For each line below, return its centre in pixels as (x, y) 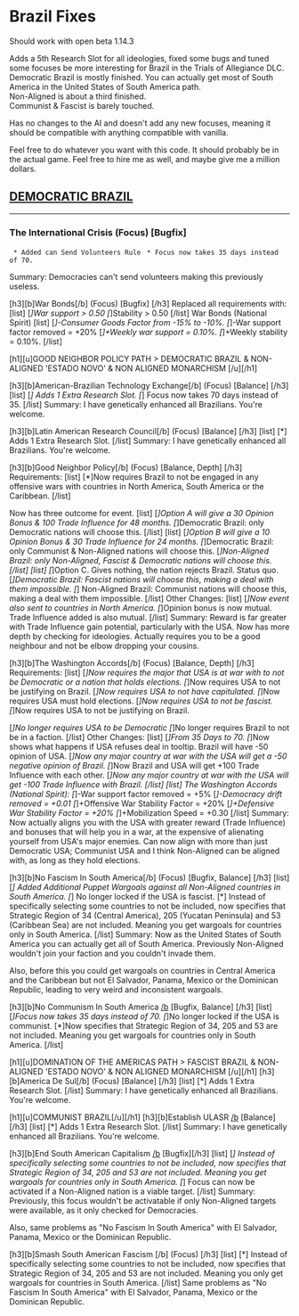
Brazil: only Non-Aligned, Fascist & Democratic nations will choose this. (141, 561)
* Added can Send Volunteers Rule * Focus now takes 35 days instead (145, 253)
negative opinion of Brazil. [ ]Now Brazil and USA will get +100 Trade (134, 766)
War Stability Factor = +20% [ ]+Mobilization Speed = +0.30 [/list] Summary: (149, 813)
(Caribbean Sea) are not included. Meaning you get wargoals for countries (145, 925)
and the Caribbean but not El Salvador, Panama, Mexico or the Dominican (144, 980)
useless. (24, 286)
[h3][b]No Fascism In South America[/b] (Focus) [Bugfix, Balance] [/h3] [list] (149, 878)
